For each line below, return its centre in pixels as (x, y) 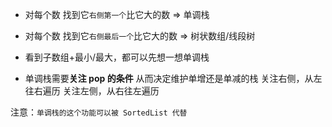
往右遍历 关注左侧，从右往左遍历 (92, 91)
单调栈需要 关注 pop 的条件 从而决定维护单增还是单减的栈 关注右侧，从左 (173, 78)
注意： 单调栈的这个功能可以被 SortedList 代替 (99, 112)
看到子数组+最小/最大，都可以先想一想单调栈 (117, 57)
